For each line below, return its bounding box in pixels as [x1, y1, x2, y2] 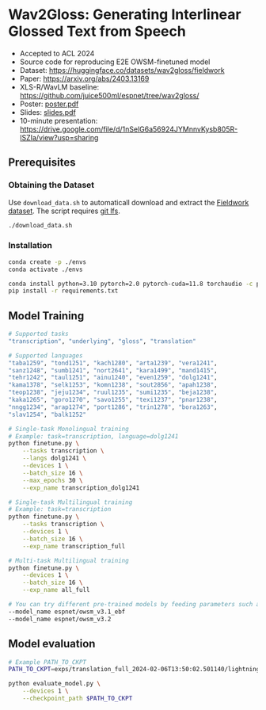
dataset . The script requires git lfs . [8, 206, 120, 216]
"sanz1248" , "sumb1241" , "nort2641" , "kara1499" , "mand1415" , [8, 366, 218, 374]
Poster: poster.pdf [19, 99, 79, 109]
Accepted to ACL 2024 [19, 48, 95, 58]
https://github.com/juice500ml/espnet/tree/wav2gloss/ [19, 90, 199, 100]
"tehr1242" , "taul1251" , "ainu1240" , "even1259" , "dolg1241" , [8, 374, 218, 382]
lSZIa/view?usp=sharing [19, 132, 99, 142]
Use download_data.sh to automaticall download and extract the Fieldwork [8, 197, 249, 207]
